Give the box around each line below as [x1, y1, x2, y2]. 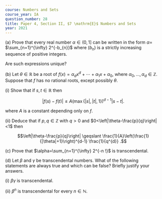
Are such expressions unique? [5, 61, 67, 66]
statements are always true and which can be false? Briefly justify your [5, 163, 150, 169]
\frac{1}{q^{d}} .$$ [88, 138, 127, 144]
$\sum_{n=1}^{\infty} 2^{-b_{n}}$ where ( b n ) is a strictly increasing [5, 45, 142, 52]
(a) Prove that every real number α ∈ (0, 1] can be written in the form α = [5, 39, 153, 45]
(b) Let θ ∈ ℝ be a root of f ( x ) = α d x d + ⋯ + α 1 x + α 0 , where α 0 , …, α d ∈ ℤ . [5, 70, 158, 78]
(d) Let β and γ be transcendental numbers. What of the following [5, 157, 139, 164]
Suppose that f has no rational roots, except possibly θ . [5, 77, 118, 83]
